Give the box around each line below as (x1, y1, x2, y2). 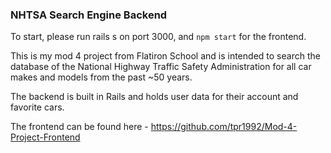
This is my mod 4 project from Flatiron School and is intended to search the (10, 50, 321, 62)
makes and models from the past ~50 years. (10, 71, 193, 83)
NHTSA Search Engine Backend (10, 8, 168, 22)
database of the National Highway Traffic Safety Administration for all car (10, 61, 312, 73)
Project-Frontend (10, 131, 81, 143)
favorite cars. (10, 101, 65, 113)
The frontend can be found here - (10, 121, 149, 133)
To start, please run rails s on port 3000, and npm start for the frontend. (10, 31, 307, 43)
